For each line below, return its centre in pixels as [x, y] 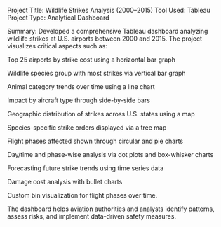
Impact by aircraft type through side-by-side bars [79, 100]
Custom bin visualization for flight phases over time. [82, 195]
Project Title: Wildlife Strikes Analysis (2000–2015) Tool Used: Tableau [109, 10]
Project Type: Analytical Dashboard [59, 18]
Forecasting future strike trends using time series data [86, 168]
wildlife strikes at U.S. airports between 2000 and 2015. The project [105, 39]
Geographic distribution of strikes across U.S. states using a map [101, 114]
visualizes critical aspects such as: [57, 46]
